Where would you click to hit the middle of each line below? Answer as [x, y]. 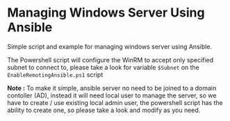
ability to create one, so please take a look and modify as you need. [104, 110]
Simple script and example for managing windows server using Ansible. [110, 46]
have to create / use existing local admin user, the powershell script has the [115, 102]
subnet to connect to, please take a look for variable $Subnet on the [104, 67]
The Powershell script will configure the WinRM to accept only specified [110, 59]
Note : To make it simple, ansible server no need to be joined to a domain [112, 88]
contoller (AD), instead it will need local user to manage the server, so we [112, 95]
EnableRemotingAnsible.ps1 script [55, 75]
